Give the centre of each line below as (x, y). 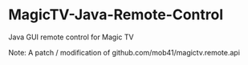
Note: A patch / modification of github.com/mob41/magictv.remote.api (124, 52)
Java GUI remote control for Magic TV (71, 37)
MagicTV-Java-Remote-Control (116, 15)
